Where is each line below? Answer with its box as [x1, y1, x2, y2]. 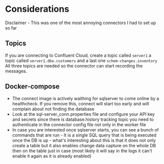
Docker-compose [5, 82, 60, 91]
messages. [5, 68, 27, 74]
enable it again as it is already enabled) [12, 153, 92, 159]
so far [5, 25, 17, 31]
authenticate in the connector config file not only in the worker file [12, 122, 146, 128]
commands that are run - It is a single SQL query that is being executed [12, 132, 157, 138]
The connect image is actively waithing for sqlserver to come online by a [12, 95, 160, 101]
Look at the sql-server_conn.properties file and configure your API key [12, 111, 155, 117]
